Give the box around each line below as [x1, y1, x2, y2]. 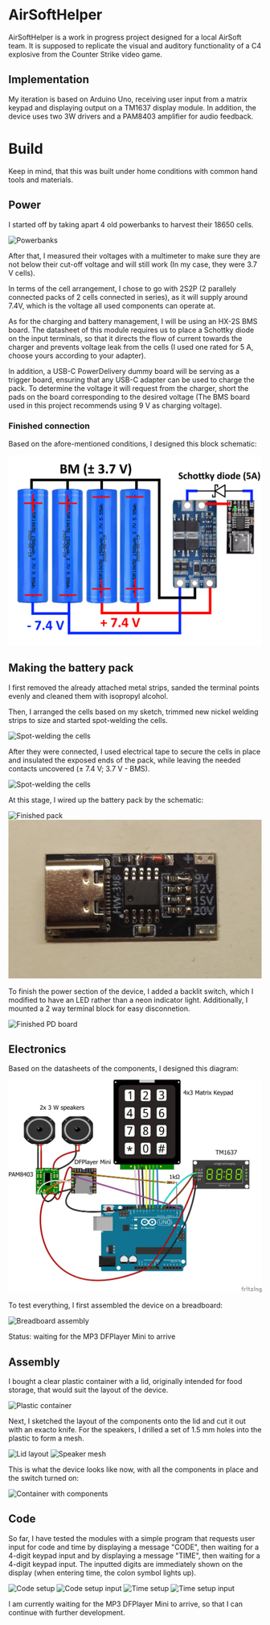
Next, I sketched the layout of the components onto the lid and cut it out [8, 1416, 247, 1426]
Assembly [8, 1355, 60, 1369]
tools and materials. [8, 175, 74, 185]
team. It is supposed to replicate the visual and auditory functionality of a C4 [8, 40, 262, 50]
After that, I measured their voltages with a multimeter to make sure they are [8, 251, 261, 260]
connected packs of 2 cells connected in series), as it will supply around [8, 292, 247, 301]
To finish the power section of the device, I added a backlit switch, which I [8, 986, 254, 996]
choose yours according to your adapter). [8, 351, 146, 360]
